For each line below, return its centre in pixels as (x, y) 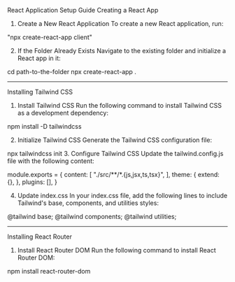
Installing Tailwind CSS (40, 92)
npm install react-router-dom (49, 271)
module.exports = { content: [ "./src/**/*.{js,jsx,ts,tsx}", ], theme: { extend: (114, 175)
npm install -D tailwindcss (44, 126)
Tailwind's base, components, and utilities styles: (88, 203)
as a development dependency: (63, 113)
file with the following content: (51, 161)
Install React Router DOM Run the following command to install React (116, 250)
